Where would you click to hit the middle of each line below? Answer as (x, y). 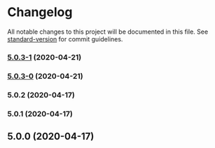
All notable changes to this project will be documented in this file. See (108, 32)
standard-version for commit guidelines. (65, 39)
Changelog (40, 12)
